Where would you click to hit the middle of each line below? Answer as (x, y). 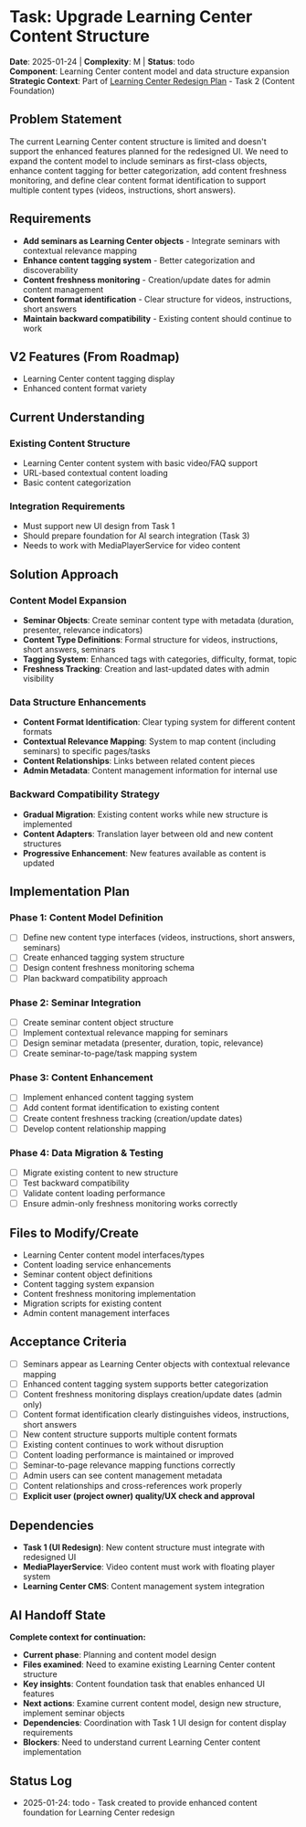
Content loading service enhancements (97, 1265)
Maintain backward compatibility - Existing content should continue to (157, 318)
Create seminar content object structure (98, 1022)
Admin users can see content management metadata (122, 1476)
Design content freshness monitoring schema (108, 968)
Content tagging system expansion (89, 1284)
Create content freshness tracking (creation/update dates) (132, 1118)
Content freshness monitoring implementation (109, 1294)
